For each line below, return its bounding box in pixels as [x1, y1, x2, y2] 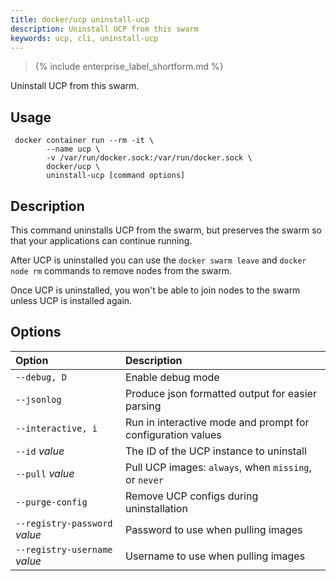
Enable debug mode [125, 370, 220, 384]
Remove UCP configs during [125, 489, 259, 503]
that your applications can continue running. [10, 235, 193, 246]
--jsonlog [15, 394, 62, 405]
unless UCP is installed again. [10, 295, 133, 306]
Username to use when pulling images [125, 549, 306, 563]
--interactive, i [15, 422, 98, 434]
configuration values [125, 427, 222, 441]
